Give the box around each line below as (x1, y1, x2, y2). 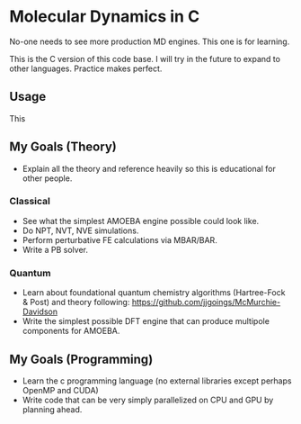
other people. (22, 173, 73, 184)
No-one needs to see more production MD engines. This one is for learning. (9, 36, 290, 47)
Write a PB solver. (22, 244, 88, 255)
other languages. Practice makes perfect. (9, 63, 163, 74)
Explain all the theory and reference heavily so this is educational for (22, 163, 276, 174)
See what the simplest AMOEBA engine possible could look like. (22, 215, 260, 226)
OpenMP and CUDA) (22, 384, 99, 395)
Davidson (22, 306, 58, 317)
